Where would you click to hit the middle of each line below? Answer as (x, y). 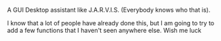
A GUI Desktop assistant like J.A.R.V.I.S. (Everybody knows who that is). (109, 10)
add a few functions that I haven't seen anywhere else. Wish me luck (104, 30)
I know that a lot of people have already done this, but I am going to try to (111, 23)
